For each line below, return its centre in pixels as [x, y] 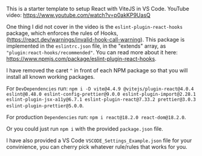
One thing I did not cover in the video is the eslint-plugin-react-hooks [95, 27]
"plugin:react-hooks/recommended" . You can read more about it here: [92, 52]
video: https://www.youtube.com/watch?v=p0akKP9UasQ [78, 15]
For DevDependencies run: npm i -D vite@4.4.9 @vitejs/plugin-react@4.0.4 [100, 89]
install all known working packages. [50, 77]
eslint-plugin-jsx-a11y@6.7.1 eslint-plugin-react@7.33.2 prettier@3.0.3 [101, 99]
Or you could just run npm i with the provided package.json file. [85, 129]
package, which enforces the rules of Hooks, [62, 33]
